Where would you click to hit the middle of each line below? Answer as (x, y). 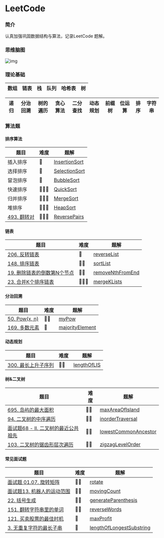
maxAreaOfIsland (120, 410)
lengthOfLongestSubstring (120, 528)
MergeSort (66, 199)
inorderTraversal (119, 419)
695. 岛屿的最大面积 (31, 410)
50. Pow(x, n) (23, 319)
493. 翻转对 (21, 217)
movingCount (105, 491)
